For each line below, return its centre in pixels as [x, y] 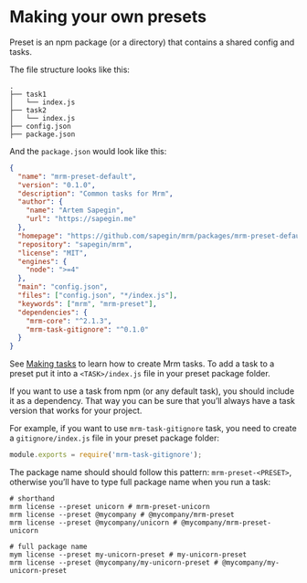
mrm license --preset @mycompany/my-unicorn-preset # [114, 563]
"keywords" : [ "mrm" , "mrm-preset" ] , [87, 303]
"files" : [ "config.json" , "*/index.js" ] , [98, 296]
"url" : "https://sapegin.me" [81, 219]
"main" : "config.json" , [63, 287]
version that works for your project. [76, 411]
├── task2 [28, 110]
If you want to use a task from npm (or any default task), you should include [152, 391]
